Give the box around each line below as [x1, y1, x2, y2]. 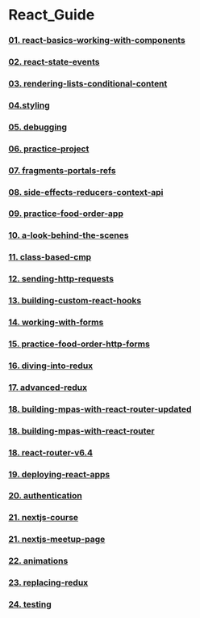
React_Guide [8, 6, 95, 24]
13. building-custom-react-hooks [8, 295, 142, 307]
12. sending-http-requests [8, 273, 115, 285]
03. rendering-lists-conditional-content [8, 78, 168, 89]
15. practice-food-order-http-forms [8, 338, 151, 349]
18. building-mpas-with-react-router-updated [8, 403, 192, 414]
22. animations [8, 556, 69, 567]
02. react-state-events [8, 57, 100, 68]
